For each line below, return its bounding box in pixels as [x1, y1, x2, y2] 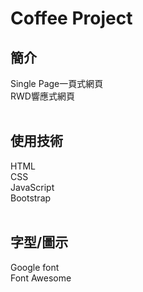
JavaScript [10, 181, 55, 193]
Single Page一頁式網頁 [10, 78, 104, 89]
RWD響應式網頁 [10, 90, 75, 102]
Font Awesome [10, 272, 72, 284]
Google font [10, 261, 60, 273]
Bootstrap [10, 192, 52, 204]
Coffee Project [10, 7, 133, 30]
